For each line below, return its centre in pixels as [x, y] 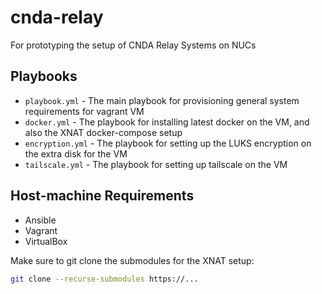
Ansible [40, 220]
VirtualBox [46, 241]
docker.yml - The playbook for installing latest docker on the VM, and [167, 122]
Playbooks [44, 76]
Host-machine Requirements [102, 196]
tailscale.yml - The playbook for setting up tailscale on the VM [156, 164]
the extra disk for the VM [76, 153]
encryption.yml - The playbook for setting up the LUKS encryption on [168, 143]
